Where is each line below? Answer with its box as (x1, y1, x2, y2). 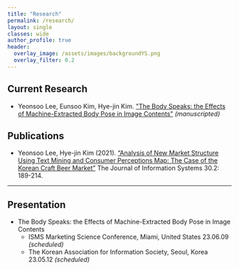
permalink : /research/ (7, 17, 75, 24)
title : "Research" (7, 10, 62, 18)
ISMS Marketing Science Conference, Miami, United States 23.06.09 (28, 232, 229, 242)
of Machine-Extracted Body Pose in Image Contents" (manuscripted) (17, 109, 221, 118)
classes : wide (7, 30, 50, 38)
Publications (7, 129, 65, 142)
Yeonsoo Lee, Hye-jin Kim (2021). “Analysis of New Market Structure (17, 148, 219, 157)
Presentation (7, 198, 66, 210)
